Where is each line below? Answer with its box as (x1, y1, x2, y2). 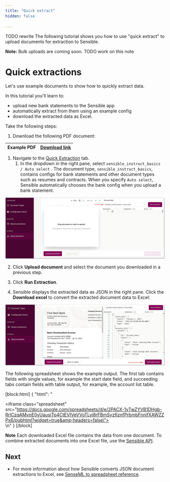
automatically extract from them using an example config (12, 108, 132, 114)
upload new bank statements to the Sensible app (12, 103, 115, 109)
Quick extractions (5, 66, 82, 78)
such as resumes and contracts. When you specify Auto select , (20, 177, 154, 183)
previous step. (12, 269, 43, 275)
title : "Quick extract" (5, 8, 56, 13)
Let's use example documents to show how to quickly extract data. (5, 83, 145, 89)
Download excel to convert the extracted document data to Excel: (12, 294, 150, 301)
